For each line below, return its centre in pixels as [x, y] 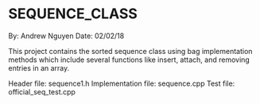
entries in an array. [39, 67]
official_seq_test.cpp [42, 91]
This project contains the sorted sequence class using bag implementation [130, 51]
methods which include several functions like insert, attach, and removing [129, 60]
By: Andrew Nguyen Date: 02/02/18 [66, 36]
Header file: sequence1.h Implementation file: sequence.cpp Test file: [122, 83]
